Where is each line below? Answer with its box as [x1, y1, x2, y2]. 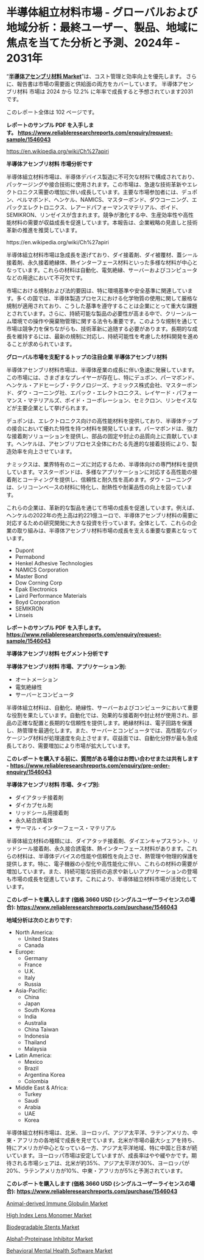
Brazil [24, 1064, 39, 1072]
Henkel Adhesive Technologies [15, 559, 93, 567]
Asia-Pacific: [15, 986, 47, 994]
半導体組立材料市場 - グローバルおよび [6, 5, 198, 19]
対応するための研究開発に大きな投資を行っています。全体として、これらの [6, 519, 192, 526]
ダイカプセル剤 [15, 801, 53, 809]
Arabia [24, 1103, 41, 1111]
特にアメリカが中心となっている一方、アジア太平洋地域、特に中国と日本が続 [6, 1144, 198, 1152]
